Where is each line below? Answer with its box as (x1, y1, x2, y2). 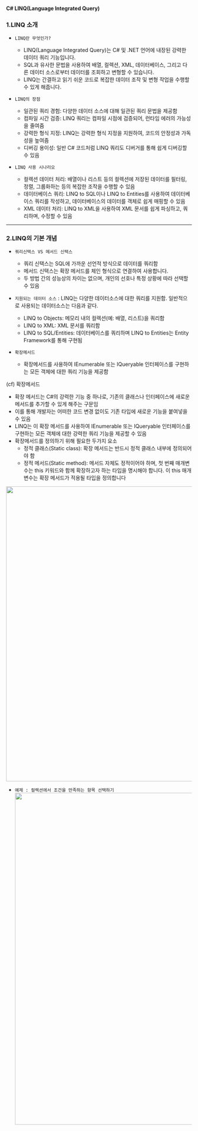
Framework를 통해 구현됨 (23, 337, 82, 344)
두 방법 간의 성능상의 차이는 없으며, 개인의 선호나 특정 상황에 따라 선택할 (23, 275, 189, 282)
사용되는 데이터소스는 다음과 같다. (21, 302, 98, 309)
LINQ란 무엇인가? (14, 35, 51, 41)
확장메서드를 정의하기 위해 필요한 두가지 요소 (14, 437, 118, 445)
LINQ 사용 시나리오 (14, 164, 55, 171)
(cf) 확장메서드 (6, 381, 40, 388)
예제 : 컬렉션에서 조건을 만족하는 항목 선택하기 (14, 788, 114, 794)
